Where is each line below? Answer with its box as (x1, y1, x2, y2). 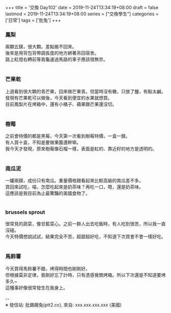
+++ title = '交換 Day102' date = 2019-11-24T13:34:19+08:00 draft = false (5, 5, 159, 10)
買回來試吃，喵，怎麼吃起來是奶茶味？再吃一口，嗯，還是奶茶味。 (5, 184, 144, 190)
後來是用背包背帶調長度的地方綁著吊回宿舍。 (5, 50, 99, 56)
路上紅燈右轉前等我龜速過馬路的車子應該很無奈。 (5, 56, 108, 63)
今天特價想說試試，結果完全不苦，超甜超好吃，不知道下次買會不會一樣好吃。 (5, 234, 166, 240)
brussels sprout (5, 209, 45, 216)
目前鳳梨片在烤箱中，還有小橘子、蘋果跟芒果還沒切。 (5, 101, 117, 107)
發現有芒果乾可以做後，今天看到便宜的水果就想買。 (5, 95, 112, 101)
